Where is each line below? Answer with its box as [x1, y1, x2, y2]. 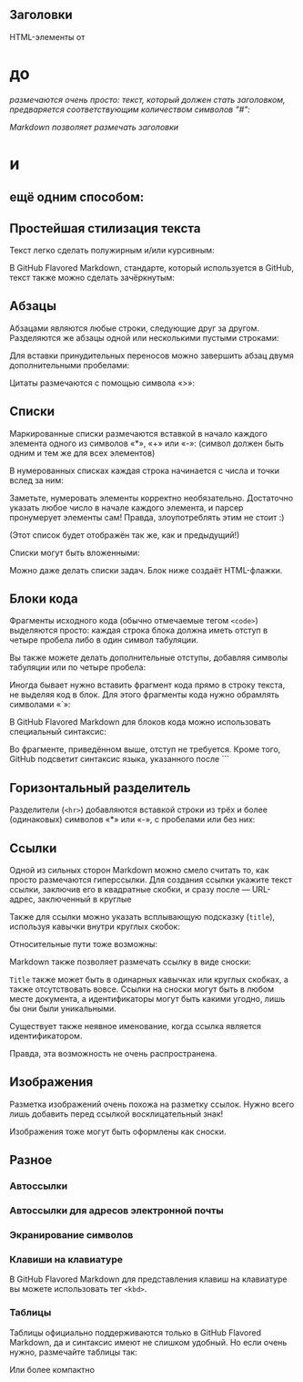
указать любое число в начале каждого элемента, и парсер [9, 501, 244, 513]
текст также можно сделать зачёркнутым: [9, 272, 176, 283]
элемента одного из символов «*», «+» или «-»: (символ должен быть [9, 438, 285, 449]
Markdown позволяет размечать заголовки [9, 121, 179, 132]
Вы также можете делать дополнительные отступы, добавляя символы [9, 652, 288, 664]
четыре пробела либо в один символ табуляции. [9, 634, 198, 645]
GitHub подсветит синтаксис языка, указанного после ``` [9, 754, 230, 765]
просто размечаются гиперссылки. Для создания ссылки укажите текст [9, 874, 293, 885]
